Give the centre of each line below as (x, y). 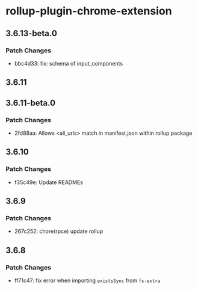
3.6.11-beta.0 (30, 103)
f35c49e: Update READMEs (49, 182)
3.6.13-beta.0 (32, 33)
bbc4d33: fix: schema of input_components (69, 63)
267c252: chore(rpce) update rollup (59, 231)
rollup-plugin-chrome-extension (89, 11)
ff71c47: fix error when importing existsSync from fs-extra (87, 280)
